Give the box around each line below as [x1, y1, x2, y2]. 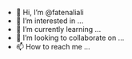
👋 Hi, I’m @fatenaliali [15, 8, 84, 17]
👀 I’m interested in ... [15, 16, 84, 26]
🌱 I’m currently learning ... [15, 25, 102, 33]
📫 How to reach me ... [15, 42, 90, 51]
